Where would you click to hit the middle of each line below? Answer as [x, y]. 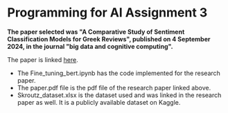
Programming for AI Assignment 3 [107, 13]
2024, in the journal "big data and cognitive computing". [90, 46]
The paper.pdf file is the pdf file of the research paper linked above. [114, 88]
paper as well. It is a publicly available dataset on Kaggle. [99, 102]
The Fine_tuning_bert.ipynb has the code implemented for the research [119, 73]
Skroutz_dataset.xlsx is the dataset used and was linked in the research [119, 95]
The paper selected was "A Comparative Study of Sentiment [96, 32]
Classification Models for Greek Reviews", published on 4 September [109, 39]
